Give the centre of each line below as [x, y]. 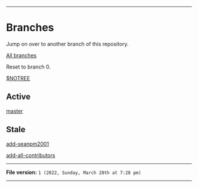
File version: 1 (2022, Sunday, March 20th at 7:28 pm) [74, 172]
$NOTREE [18, 78]
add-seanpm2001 [27, 144]
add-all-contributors [31, 155]
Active [18, 97]
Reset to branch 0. [29, 67]
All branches [22, 55]
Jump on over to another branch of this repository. [67, 44]
